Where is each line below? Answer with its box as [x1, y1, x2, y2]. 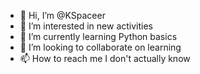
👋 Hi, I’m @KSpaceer [19, 10, 106, 21]
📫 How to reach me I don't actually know [19, 53, 191, 64]
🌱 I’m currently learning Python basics [19, 31, 178, 42]
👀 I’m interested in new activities [19, 20, 153, 32]
